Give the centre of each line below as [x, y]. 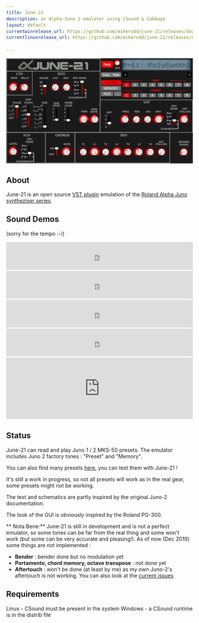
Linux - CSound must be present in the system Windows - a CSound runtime [99, 608]
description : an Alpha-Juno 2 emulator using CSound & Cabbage [86, 19]
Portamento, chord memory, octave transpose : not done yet [90, 563]
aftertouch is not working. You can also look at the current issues [94, 576]
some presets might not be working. [50, 485]
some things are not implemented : [49, 545]
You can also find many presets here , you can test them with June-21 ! [92, 468]
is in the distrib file [29, 615]
